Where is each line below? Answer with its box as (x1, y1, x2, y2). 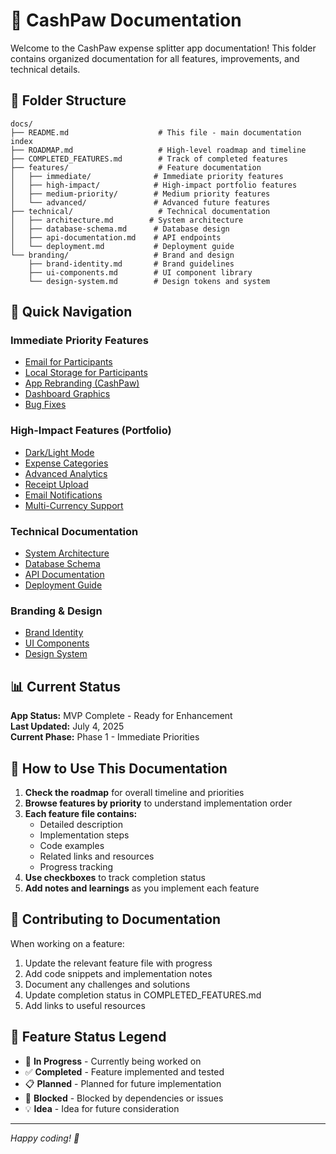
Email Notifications (24, 489, 103, 501)
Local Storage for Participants (24, 367, 148, 379)
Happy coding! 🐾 (10, 1132, 80, 1144)
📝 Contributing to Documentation (10, 911, 222, 928)
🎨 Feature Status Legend (10, 1029, 167, 1046)
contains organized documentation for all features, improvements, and (10, 52, 300, 64)
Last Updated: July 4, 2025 (10, 720, 125, 733)
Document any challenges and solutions (24, 978, 191, 990)
